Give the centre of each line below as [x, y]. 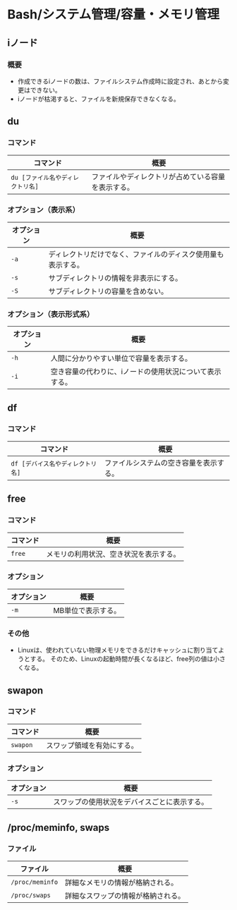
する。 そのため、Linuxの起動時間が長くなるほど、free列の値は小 [125, 659]
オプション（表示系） [43, 210]
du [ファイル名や [36, 177]
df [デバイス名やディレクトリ [54, 463]
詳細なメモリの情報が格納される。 [121, 882]
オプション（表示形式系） [51, 314]
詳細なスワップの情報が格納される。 [125, 895]
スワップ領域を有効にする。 [92, 745]
